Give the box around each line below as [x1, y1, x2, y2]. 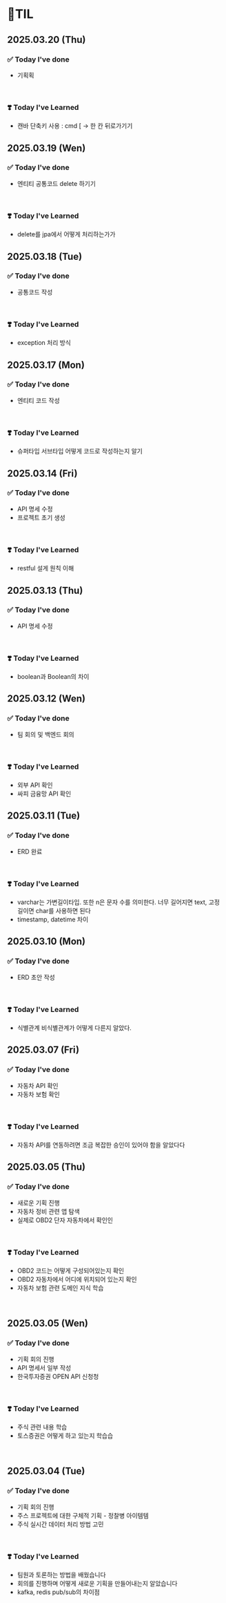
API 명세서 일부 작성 [17, 1363, 72, 1371]
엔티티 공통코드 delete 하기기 [17, 179, 96, 187]
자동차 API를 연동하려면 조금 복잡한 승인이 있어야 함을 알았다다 [17, 1141, 185, 1150]
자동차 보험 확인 [17, 1090, 60, 1098]
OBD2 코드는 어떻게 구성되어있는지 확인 [17, 1266, 125, 1275]
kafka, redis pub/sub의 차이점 [17, 1588, 100, 1596]
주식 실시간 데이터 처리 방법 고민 [17, 1520, 104, 1528]
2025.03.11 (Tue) [7, 810, 81, 822]
